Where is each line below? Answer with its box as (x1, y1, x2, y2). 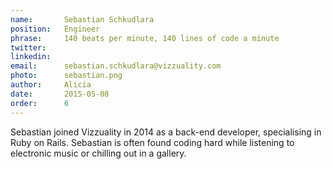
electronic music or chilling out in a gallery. (10, 147, 187, 159)
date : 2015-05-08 (10, 89, 110, 99)
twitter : (10, 42, 47, 53)
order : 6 (10, 98, 70, 108)
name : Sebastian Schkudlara (10, 14, 155, 25)
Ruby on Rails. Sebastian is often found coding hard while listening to (10, 136, 295, 148)
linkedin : (10, 52, 52, 62)
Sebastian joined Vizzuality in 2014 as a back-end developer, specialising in (10, 126, 322, 138)
